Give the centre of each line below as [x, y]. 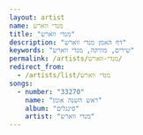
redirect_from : [37, 67]
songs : [21, 83]
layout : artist [37, 17]
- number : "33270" [51, 91]
